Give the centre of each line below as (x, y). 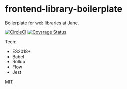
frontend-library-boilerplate (64, 9)
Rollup (19, 61)
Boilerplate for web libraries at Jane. (42, 23)
